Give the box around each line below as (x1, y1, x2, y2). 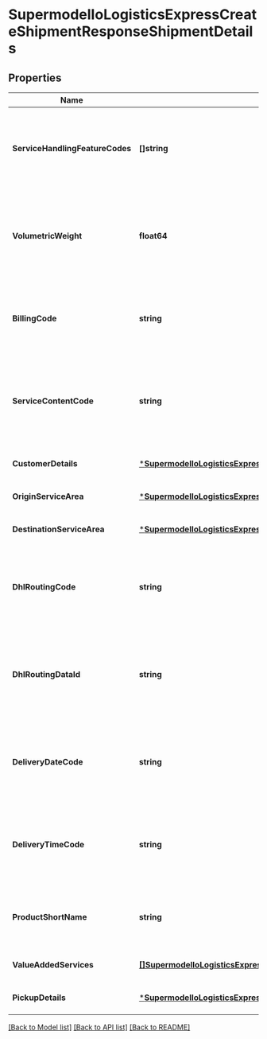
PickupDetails (12, 992, 66, 1003)
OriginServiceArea (12, 491, 84, 502)
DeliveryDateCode (12, 757, 83, 767)
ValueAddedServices (12, 959, 94, 970)
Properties (8, 71, 62, 84)
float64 (138, 231, 168, 241)
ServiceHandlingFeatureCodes (12, 143, 132, 154)
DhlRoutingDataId (12, 669, 81, 679)
